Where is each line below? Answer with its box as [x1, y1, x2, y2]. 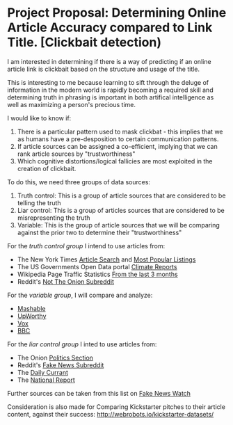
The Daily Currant [17, 368, 68, 376]
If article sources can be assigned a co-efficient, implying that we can [17, 142, 218, 150]
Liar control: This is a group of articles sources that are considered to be [17, 206, 225, 214]
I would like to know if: [7, 113, 72, 122]
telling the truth [17, 198, 61, 207]
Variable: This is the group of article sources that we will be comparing [17, 220, 220, 229]
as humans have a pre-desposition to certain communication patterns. [17, 134, 219, 143]
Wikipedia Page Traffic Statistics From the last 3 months [17, 270, 179, 278]
